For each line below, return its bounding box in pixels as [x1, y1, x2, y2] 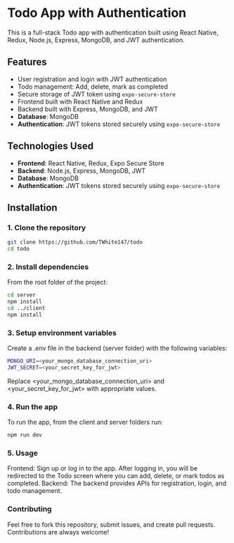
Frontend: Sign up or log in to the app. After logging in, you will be [7, 464, 198, 473]
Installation [7, 201, 58, 213]
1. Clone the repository [7, 223, 86, 232]
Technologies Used [7, 140, 93, 152]
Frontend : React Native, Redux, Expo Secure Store [17, 158, 164, 167]
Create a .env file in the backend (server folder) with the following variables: [7, 344, 228, 353]
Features [7, 56, 47, 68]
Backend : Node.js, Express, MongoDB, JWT [17, 166, 146, 175]
